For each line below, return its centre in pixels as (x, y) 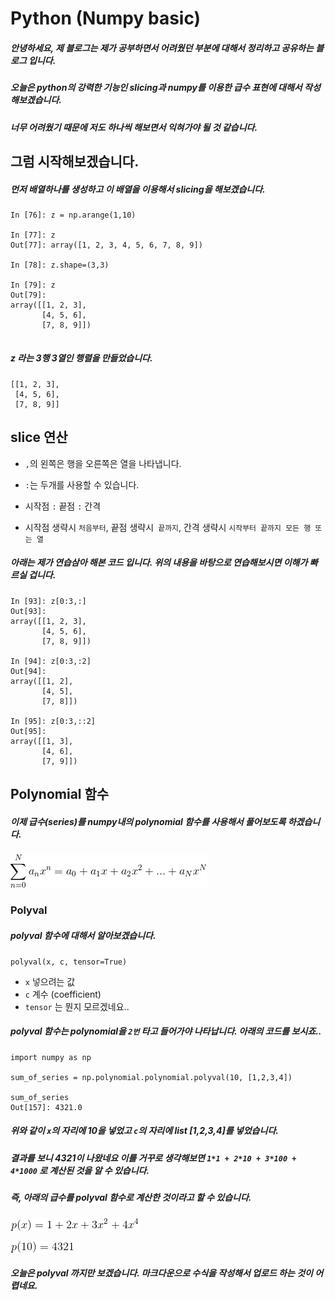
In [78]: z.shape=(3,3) (60, 265)
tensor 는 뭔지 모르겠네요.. (77, 1006)
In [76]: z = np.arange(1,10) (73, 215)
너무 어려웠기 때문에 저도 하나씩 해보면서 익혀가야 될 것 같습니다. (134, 127)
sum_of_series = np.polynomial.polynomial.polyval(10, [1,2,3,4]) (151, 1077)
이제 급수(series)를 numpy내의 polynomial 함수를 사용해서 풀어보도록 (148, 821)
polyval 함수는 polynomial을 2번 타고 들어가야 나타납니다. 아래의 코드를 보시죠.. (166, 1031)
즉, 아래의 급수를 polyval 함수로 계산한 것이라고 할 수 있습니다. (131, 1198)
